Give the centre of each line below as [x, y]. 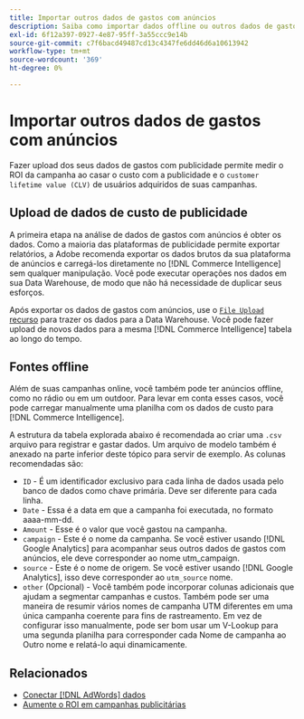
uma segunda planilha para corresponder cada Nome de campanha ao [154, 635]
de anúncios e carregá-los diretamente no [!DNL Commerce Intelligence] [145, 263]
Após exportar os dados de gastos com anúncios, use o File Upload [137, 309]
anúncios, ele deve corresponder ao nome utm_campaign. [131, 558]
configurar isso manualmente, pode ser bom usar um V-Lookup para [150, 626]
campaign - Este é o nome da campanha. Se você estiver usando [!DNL [153, 539]
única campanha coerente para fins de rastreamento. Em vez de [142, 616]
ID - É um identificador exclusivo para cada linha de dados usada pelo [153, 481]
